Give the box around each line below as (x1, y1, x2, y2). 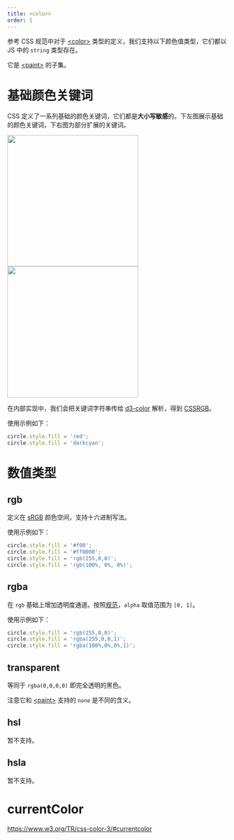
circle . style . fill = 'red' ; (7, 433, 89, 440)
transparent (7, 661, 60, 673)
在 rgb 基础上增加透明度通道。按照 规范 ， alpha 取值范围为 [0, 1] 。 (7, 600, 199, 609)
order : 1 (7, 17, 33, 24)
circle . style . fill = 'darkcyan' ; (7, 440, 105, 447)
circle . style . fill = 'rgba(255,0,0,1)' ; (7, 636, 127, 643)
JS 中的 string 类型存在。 (7, 45, 82, 54)
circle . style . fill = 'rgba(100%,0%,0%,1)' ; (7, 642, 136, 650)
